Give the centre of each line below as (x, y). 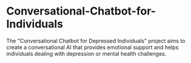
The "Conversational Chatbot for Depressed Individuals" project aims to (96, 41)
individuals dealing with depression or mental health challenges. (86, 53)
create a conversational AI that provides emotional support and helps (92, 47)
